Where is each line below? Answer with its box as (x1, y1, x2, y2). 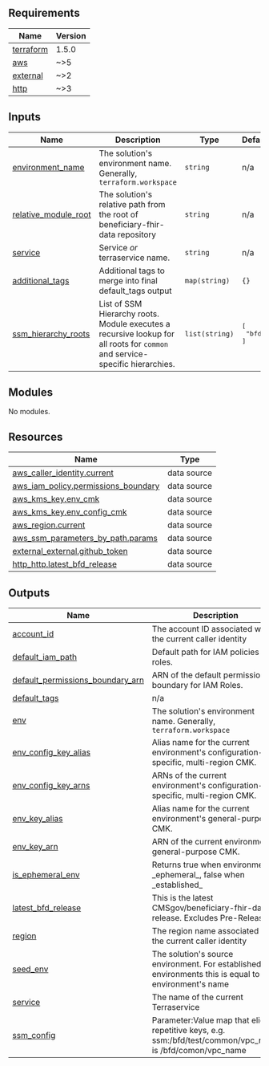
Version (55, 30, 86, 41)
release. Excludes (151, 913, 219, 924)
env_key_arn (12, 841, 58, 852)
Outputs (8, 586, 50, 600)
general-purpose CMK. (151, 846, 240, 857)
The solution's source (151, 949, 234, 960)
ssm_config (12, 1030, 56, 1041)
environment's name (151, 979, 230, 990)
